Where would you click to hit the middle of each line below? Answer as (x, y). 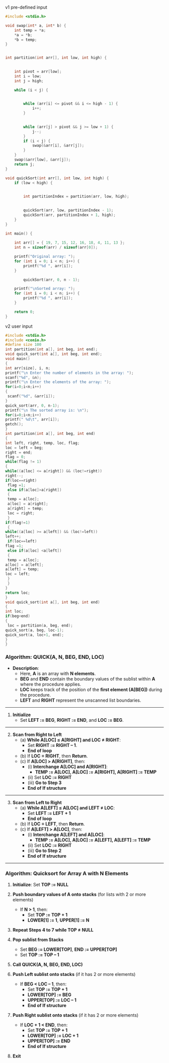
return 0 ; (25, 312)
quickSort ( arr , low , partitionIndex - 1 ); (68, 210)
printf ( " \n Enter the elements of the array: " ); (58, 382)
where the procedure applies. (51, 684)
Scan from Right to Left (37, 734)
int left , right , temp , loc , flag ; (43, 443)
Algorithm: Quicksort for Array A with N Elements (67, 874)
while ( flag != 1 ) (23, 462)
